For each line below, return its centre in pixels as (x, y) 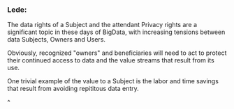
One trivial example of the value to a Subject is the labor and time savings (113, 81)
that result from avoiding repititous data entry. (73, 89)
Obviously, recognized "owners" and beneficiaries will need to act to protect (117, 53)
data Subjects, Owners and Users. (57, 40)
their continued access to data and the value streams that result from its (111, 60)
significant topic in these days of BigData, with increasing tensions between (116, 32)
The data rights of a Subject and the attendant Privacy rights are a (102, 25)
